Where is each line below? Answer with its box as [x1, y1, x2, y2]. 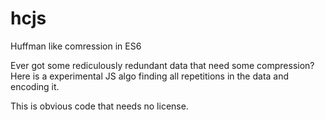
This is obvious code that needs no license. [10, 100, 189, 112]
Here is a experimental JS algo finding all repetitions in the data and [10, 70, 290, 82]
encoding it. [10, 80, 60, 92]
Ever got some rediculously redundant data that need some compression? [10, 59, 315, 71]
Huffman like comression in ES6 [10, 40, 142, 52]
